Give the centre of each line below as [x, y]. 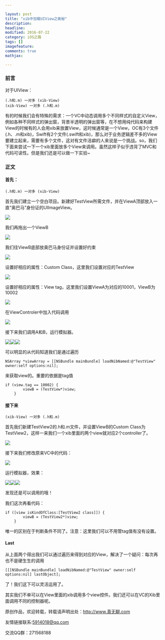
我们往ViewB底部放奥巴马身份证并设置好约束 [51, 247]
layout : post [19, 14]
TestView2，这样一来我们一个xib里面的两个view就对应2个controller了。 [78, 433]
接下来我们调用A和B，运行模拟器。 [41, 332]
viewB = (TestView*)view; [50, 389]
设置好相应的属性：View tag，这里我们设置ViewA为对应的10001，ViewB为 [80, 287]
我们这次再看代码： [25, 503]
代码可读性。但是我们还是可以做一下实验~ [48, 153]
